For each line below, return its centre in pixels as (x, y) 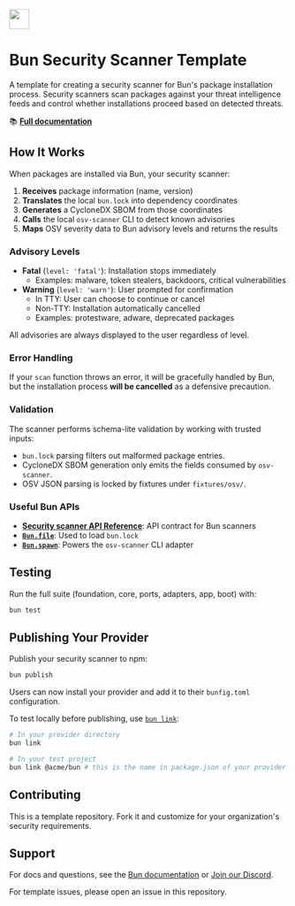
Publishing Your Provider (79, 638)
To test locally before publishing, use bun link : (94, 719)
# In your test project (53, 759)
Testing (30, 573)
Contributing (45, 795)
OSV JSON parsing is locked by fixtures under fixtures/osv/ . (134, 484)
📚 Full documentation (51, 121)
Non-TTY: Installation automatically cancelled (117, 308)
